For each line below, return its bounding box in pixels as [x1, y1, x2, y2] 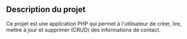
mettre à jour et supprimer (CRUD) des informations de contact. [6, 26, 161, 33]
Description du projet [6, 5, 86, 15]
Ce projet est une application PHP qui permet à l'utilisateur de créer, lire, [6, 20, 182, 27]
